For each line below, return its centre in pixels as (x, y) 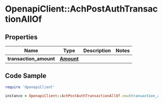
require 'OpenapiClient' (30, 87)
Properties (21, 37)
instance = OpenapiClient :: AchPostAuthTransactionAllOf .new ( (68, 96)
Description (97, 51)
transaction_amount (31, 59)
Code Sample (26, 76)
